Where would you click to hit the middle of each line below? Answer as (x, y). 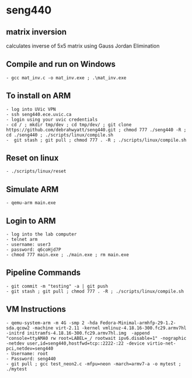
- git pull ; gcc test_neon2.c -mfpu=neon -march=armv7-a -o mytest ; (94, 364)
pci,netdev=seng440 (30, 348)
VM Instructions (36, 309)
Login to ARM (31, 221)
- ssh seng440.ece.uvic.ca (39, 114)
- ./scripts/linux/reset (36, 171)
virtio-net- (161, 343)
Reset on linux (32, 158)
